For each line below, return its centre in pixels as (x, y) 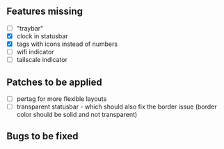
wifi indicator (35, 52)
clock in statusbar (42, 36)
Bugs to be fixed (42, 136)
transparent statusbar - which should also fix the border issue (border (117, 107)
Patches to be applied (54, 82)
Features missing (45, 11)
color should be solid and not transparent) (77, 115)
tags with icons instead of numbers (67, 44)
